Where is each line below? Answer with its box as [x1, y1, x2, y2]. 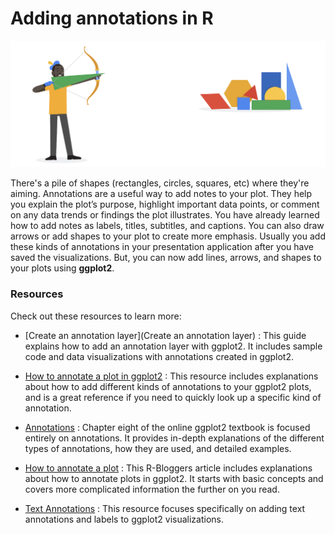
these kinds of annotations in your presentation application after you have [10, 241, 314, 253]
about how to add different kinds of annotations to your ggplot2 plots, [24, 380, 312, 392]
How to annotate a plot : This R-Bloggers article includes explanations [24, 462, 313, 474]
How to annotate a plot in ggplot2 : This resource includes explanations [24, 370, 319, 382]
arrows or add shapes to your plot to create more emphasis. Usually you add [10, 230, 326, 242]
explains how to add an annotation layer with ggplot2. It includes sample [24, 340, 323, 352]
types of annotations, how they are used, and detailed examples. [24, 442, 292, 454]
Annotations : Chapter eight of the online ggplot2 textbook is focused [24, 421, 311, 433]
